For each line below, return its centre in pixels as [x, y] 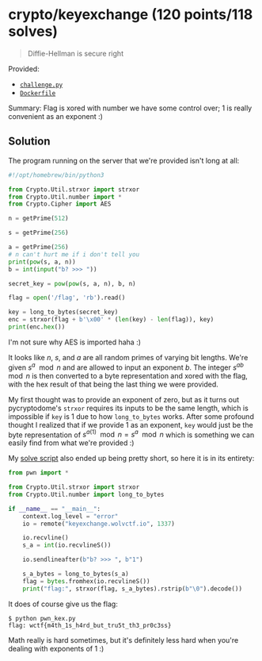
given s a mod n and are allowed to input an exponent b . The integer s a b [126, 367]
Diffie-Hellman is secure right [76, 53]
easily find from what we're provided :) [71, 443]
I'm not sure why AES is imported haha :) [74, 342]
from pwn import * [38, 473]
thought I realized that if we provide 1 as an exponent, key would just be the [131, 425]
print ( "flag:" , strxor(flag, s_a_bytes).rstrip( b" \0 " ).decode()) [133, 589]
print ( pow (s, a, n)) [42, 262]
